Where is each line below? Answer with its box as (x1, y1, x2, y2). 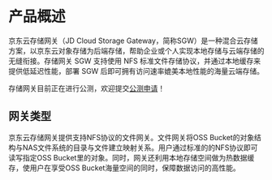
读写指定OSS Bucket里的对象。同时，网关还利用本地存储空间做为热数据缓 (8, 152, 255, 162)
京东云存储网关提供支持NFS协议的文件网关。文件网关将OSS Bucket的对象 (8, 132, 254, 142)
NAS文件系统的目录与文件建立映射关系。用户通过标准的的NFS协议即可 (22, 143, 258, 152)
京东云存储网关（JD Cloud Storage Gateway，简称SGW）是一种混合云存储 (8, 36, 258, 45)
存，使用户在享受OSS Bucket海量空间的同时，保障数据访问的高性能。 (8, 163, 241, 173)
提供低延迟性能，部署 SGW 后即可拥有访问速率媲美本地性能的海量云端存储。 (8, 66, 265, 75)
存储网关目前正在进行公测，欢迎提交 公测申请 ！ (8, 83, 165, 93)
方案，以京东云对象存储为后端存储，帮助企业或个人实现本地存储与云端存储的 (8, 45, 265, 55)
